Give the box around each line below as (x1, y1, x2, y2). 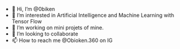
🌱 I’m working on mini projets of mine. (11, 24, 104, 31)
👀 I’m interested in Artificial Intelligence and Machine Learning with (11, 12, 174, 19)
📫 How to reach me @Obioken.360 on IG (11, 37, 113, 44)
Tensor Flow (11, 18, 42, 24)
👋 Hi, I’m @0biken (11, 6, 55, 12)
